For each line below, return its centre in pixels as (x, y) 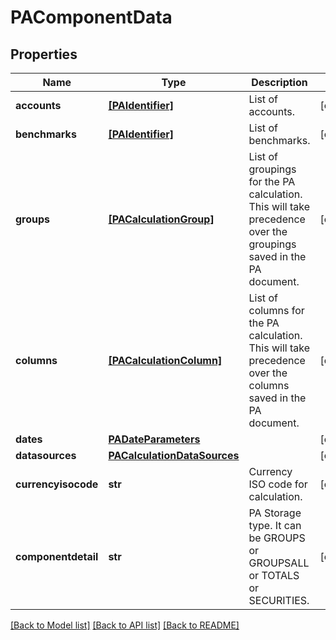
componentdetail (57, 556)
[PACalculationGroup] (161, 219)
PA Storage (275, 513)
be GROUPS (277, 538)
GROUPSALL (279, 563)
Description (279, 82)
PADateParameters (154, 439)
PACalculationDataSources (174, 455)
